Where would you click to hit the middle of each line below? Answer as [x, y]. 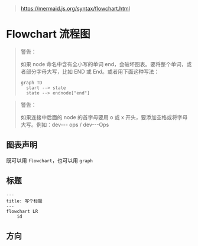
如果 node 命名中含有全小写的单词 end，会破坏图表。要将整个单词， [104, 64]
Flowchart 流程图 [48, 34]
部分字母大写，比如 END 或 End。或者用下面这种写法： [92, 71]
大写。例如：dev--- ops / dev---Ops [65, 124]
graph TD [31, 83]
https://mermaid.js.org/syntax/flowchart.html [75, 9]
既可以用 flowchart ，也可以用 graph [50, 160]
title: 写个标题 [24, 201]
